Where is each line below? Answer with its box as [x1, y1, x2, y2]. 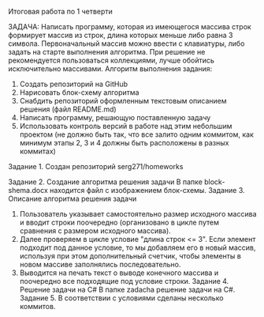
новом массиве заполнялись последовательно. [19, 260, 181, 269]
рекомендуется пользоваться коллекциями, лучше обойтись [8, 55, 215, 65]
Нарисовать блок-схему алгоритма [19, 88, 139, 97]
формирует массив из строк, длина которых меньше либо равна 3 [8, 31, 233, 40]
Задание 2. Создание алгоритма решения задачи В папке [8, 177, 203, 187]
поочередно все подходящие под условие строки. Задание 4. [19, 277, 229, 285]
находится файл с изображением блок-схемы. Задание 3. [50, 186, 246, 194]
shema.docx [8, 186, 49, 194]
